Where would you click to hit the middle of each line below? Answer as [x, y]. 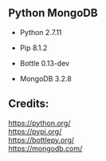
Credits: [29, 104]
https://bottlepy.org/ [41, 139]
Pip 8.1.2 [33, 48]
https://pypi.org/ [35, 132]
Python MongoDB [53, 13]
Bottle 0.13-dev [45, 63]
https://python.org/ [39, 123]
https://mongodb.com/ [45, 148]
